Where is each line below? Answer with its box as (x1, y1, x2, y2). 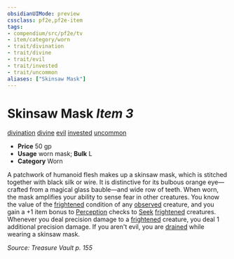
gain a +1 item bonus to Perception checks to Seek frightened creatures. (7, 208, 216, 216)
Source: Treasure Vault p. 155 (7, 244, 93, 252)
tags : (7, 23, 23, 30)
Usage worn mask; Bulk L (17, 150, 92, 158)
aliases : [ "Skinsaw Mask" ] (7, 75, 86, 83)
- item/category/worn (7, 36, 71, 43)
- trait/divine (7, 50, 52, 57)
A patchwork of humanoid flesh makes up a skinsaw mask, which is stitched (7, 171, 228, 179)
